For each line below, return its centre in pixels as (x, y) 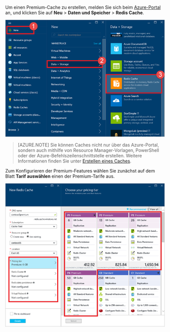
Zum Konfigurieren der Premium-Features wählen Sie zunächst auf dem (80, 171)
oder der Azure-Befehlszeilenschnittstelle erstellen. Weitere (80, 156)
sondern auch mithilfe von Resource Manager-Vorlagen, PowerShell (88, 150)
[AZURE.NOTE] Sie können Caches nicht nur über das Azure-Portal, (88, 145)
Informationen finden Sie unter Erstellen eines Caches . (74, 161)
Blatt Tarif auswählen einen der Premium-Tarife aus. (60, 176)
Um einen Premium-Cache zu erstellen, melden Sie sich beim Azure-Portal (83, 7)
